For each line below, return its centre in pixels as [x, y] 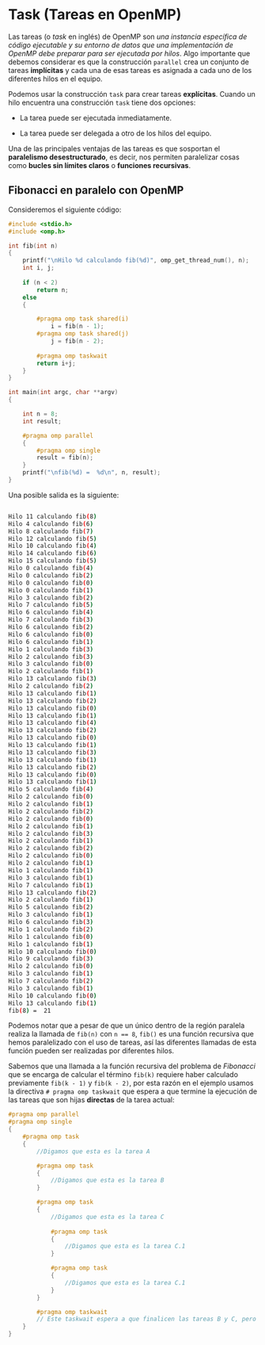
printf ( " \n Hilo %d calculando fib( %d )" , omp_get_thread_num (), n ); [136, 261]
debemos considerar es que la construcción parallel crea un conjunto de [129, 62]
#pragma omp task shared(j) [83, 334]
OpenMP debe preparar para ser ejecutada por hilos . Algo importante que [129, 53]
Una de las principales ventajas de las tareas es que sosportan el [114, 148]
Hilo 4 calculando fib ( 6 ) [51, 524]
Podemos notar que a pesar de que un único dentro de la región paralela [127, 1025]
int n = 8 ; [40, 414]
